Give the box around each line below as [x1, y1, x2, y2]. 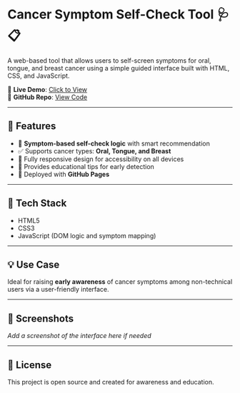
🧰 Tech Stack [7, 198, 67, 210]
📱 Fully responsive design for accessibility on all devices [17, 155, 184, 163]
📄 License [7, 359, 52, 371]
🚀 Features [7, 120, 56, 133]
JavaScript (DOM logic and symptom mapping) [17, 231, 156, 240]
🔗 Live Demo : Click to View [7, 85, 88, 93]
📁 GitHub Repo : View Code [7, 93, 88, 101]
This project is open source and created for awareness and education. [7, 378, 214, 386]
